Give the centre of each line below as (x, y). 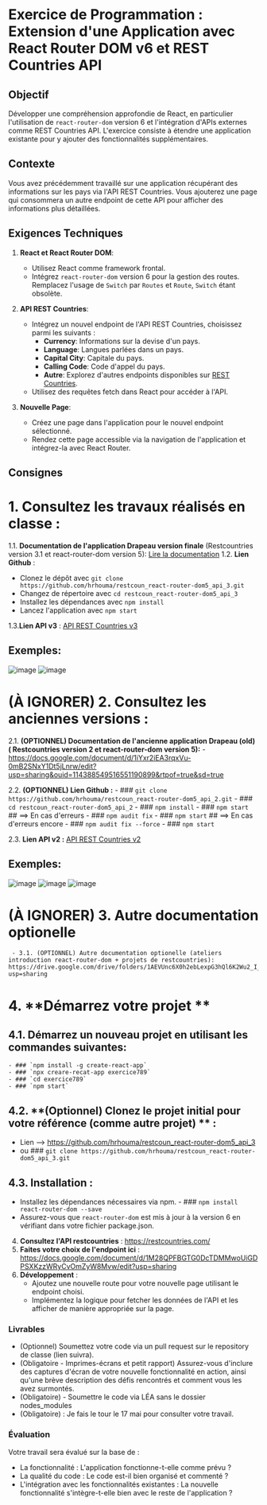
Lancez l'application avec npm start (78, 610)
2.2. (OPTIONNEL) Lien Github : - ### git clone (88, 790)
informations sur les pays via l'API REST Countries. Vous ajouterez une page (133, 192)
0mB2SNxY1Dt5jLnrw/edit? (52, 766)
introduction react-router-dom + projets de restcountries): (112, 960)
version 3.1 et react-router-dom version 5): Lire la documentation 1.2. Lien (128, 554)
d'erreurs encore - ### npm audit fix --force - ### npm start (111, 823)
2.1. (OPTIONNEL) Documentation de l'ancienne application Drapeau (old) (132, 741)
